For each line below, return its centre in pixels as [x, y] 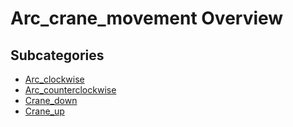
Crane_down [51, 100]
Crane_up [44, 111]
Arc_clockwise [54, 79]
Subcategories [57, 55]
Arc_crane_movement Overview [147, 18]
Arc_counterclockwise [70, 90]
